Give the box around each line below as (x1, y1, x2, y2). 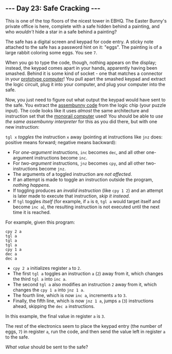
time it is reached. (12, 209, 51, 215)
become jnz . (39, 165, 66, 171)
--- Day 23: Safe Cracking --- (5, 4, 101, 13)
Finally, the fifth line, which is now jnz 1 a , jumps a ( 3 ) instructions (12, 298, 154, 304)
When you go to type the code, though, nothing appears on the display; (5, 59, 157, 66)
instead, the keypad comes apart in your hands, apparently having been (5, 65, 158, 71)
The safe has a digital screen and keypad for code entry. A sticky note (5, 38, 154, 45)
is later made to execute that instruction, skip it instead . (12, 192, 130, 199)
